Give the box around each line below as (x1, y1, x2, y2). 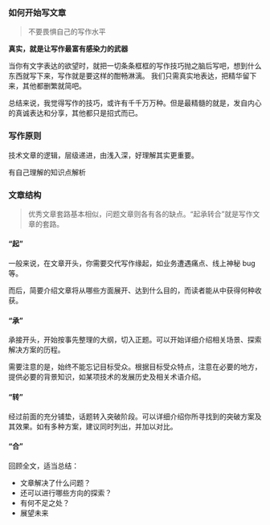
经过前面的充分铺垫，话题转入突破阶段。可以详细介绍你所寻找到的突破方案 (8, 412, 255, 421)
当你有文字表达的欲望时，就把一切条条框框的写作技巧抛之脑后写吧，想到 (8, 61, 247, 71)
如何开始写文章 (8, 6, 67, 18)
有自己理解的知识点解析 (8, 167, 86, 177)
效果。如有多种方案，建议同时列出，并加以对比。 (14, 421, 178, 431)
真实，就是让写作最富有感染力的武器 (8, 44, 129, 54)
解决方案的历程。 (8, 345, 65, 355)
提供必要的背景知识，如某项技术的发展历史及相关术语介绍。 (8, 372, 206, 382)
